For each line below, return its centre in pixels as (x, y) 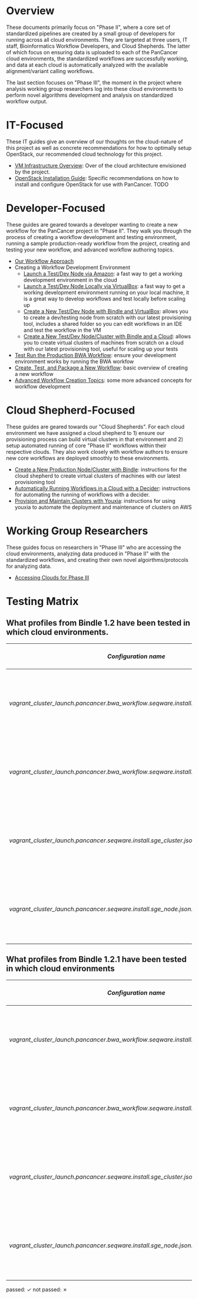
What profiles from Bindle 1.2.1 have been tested (96, 959)
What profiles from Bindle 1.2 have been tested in (98, 623)
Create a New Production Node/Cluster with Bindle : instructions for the (101, 469)
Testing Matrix (42, 601)
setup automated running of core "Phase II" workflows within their (86, 445)
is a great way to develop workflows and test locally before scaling (104, 299)
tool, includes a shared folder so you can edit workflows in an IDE (103, 323)
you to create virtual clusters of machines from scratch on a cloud (103, 342)
